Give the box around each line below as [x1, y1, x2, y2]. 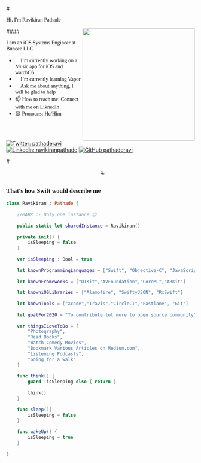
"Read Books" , [28, 334, 63, 340]
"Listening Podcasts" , [28, 350, 84, 357]
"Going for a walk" [28, 356, 77, 362]
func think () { [17, 373, 55, 379]
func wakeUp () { [17, 429, 58, 435]
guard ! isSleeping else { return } [28, 379, 117, 385]
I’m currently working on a [20, 58, 78, 63]
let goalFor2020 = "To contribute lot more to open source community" [17, 311, 197, 318]
